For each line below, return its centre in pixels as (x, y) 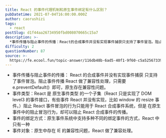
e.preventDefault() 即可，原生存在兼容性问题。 (60, 88)
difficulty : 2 (20, 46)
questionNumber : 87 (25, 51)
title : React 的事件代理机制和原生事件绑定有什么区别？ (56, 10)
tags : (11, 23)
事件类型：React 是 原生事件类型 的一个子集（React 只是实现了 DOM (82, 93)
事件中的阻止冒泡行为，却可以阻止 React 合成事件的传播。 (71, 112)
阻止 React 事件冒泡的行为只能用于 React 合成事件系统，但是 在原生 (92, 106)
